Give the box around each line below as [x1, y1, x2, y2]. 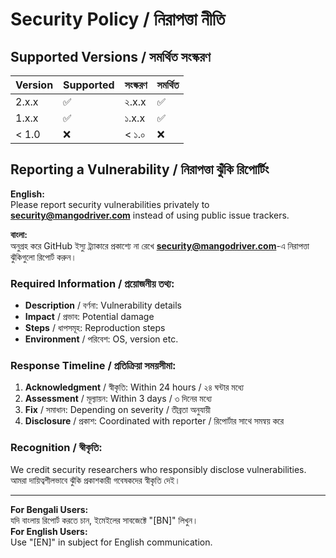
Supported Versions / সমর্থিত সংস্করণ [10, 48, 211, 65]
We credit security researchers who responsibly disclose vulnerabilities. [10, 463, 307, 475]
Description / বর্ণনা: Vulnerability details [24, 299, 182, 312]
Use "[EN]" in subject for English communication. [10, 536, 213, 548]
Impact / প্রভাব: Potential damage [24, 311, 155, 323]
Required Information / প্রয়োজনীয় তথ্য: [10, 276, 175, 290]
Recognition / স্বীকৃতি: [10, 441, 103, 455]
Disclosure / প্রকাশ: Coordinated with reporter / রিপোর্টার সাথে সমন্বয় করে [24, 415, 285, 427]
